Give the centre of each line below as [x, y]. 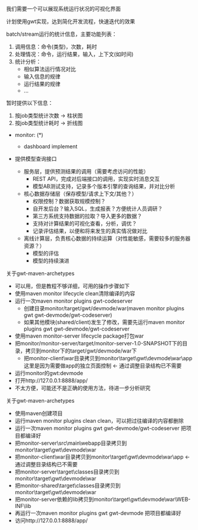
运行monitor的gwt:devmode [49, 373]
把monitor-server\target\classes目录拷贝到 [67, 472]
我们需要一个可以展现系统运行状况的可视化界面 [63, 9]
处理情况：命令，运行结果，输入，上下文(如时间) [74, 54]
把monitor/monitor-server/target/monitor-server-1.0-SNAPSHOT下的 [98, 343]
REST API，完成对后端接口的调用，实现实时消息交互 [96, 179]
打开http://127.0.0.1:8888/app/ [51, 381]
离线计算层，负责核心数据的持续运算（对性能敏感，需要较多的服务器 [107, 238]
